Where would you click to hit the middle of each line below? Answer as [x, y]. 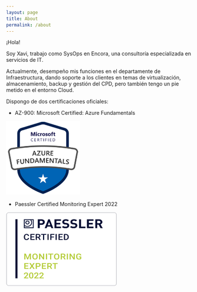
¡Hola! [13, 42]
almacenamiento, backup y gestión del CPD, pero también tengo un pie [93, 84]
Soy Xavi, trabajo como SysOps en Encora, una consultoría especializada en [99, 54]
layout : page [22, 12]
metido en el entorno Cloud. [40, 90]
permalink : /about [29, 25]
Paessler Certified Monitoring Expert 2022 [66, 204]
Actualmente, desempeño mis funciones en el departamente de [83, 71]
